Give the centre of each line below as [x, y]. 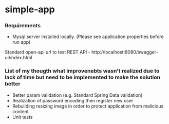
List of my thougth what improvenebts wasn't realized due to [82, 71]
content [20, 111]
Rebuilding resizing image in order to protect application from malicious [88, 106]
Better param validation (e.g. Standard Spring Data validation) [77, 95]
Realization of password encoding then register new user [73, 100]
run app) [21, 42]
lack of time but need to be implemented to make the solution [82, 77]
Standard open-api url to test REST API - [48, 52]
